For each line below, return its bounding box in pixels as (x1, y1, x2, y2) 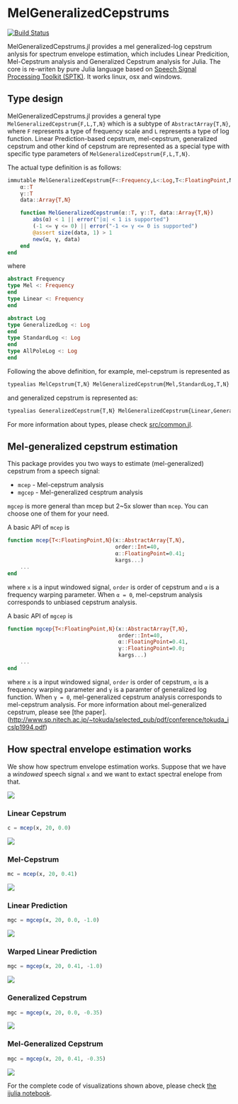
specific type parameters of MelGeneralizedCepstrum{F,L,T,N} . (7, 149, 191, 157)
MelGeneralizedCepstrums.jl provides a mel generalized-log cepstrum (7, 42, 212, 50)
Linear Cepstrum (7, 808, 67, 818)
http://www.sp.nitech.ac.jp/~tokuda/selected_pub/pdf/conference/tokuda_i (9, 715, 229, 724)
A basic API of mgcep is (7, 611, 73, 620)
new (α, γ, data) (33, 235, 81, 242)
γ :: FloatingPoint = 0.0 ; (118, 645, 186, 652)
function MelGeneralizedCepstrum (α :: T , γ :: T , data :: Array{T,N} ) (20, 209, 214, 217)
